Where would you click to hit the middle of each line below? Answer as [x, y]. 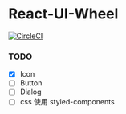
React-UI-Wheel [63, 14]
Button [31, 83]
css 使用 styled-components [67, 102]
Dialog [30, 92]
